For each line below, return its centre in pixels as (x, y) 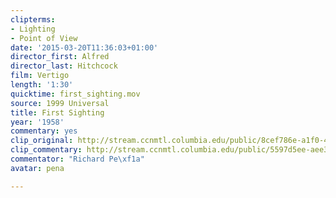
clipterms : (33, 19)
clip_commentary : (46, 150)
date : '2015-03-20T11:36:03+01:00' (84, 47)
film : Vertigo (40, 76)
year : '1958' (37, 122)
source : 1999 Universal (60, 103)
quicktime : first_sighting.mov (75, 94)
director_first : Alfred (60, 57)
